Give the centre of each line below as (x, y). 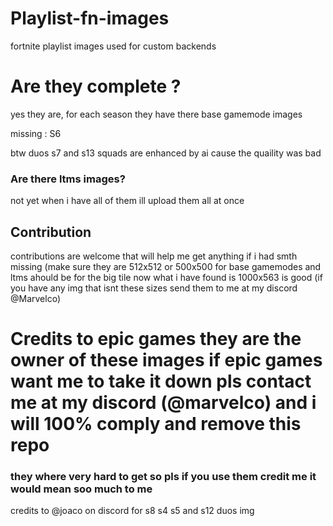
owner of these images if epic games (166, 360)
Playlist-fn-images (90, 18)
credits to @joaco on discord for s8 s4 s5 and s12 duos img (132, 511)
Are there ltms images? (68, 179)
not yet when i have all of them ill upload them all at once (127, 201)
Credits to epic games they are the (156, 339)
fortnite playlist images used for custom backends (113, 46)
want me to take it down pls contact (161, 381)
